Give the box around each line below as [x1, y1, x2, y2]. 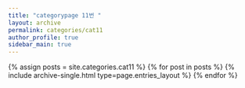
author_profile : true [8, 33, 79, 42]
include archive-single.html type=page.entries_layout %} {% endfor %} [8, 71, 238, 80]
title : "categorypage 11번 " [8, 11, 102, 20]
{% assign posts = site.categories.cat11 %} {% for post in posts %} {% [8, 62, 235, 71]
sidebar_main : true [8, 41, 72, 49]
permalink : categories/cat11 [8, 26, 103, 34]
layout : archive [8, 19, 61, 27]
